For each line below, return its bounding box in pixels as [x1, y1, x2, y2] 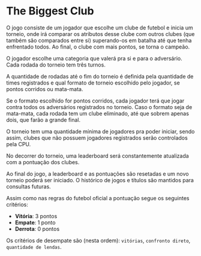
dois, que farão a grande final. [6, 116, 81, 124]
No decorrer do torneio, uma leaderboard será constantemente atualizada [6, 152, 189, 159]
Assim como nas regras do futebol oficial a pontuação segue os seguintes [6, 194, 190, 201]
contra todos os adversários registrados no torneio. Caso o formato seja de [6, 103, 193, 110]
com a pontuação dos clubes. [6, 158, 80, 165]
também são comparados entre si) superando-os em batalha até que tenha [6, 37, 192, 44]
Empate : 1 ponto [14, 219, 56, 226]
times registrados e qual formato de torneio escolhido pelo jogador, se [6, 79, 180, 86]
